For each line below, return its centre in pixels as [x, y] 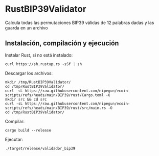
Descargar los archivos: [29, 73]
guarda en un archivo [26, 27]
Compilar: [15, 121]
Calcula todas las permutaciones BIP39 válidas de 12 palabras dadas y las [79, 23]
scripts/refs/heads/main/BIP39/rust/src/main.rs [56, 108]
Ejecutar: [14, 139]
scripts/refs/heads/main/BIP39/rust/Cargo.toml [55, 95]
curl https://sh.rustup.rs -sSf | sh [44, 64]
